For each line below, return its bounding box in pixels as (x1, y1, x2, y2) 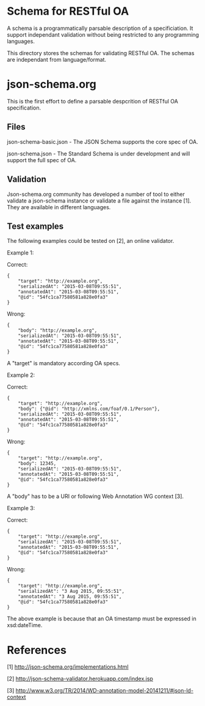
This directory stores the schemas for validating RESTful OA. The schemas (7, 49, 195, 56)
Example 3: (7, 505, 35, 512)
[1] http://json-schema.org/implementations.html (7, 663, 129, 671)
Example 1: (7, 249, 34, 256)
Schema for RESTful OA (7, 4, 129, 18)
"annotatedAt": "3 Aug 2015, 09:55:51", (18, 593, 122, 600)
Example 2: (7, 371, 35, 379)
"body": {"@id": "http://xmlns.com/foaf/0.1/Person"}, (18, 406, 160, 412)
